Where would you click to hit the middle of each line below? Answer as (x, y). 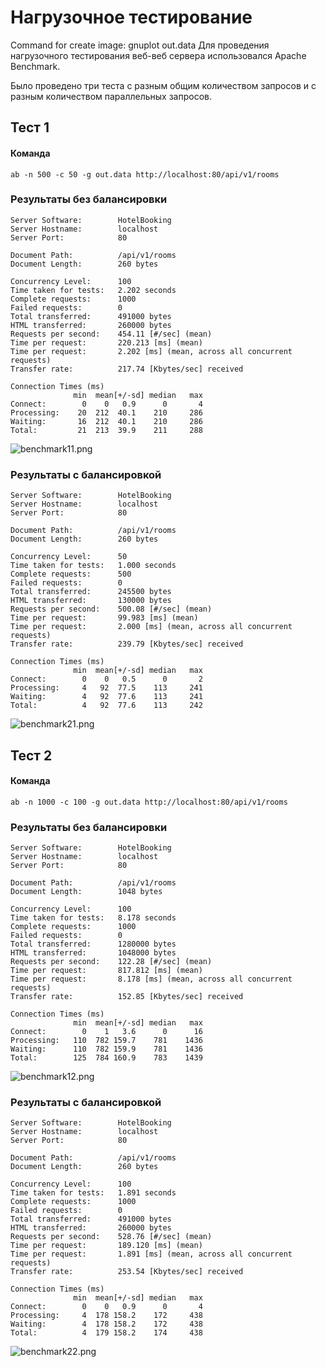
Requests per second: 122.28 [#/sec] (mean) (111, 962)
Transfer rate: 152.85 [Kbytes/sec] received (127, 997)
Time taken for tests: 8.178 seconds (93, 918)
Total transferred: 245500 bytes (91, 592)
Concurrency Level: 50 (69, 557)
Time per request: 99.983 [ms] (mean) (104, 618)
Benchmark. (35, 66)
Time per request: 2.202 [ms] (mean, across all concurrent (151, 351)
